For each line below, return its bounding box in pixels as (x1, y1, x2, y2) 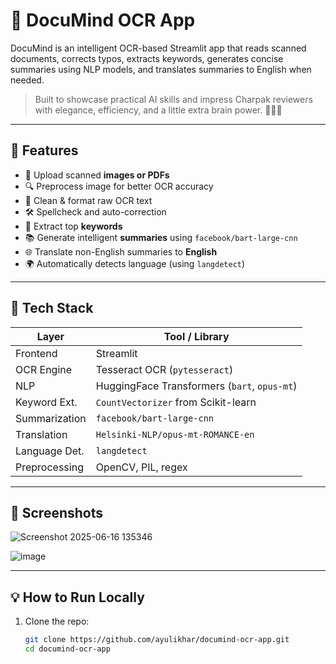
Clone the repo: (24, 615, 90, 628)
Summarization (15, 411, 87, 425)
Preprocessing (15, 460, 84, 474)
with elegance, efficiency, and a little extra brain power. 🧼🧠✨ (34, 104, 283, 116)
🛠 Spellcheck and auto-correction (24, 205, 167, 218)
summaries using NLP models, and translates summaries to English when (10, 63, 312, 75)
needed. (10, 74, 45, 86)
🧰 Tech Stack (10, 300, 94, 317)
